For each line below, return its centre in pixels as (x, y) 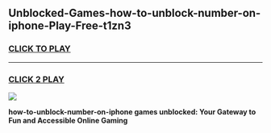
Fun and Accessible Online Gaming (68, 120)
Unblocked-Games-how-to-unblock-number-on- (135, 13)
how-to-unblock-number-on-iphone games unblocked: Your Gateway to (132, 111)
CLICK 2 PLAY (36, 79)
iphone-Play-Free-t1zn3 (70, 26)
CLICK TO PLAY (40, 49)
